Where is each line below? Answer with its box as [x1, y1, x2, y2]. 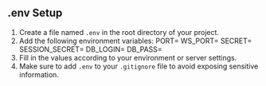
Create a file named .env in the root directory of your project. [18, 27, 220, 37]
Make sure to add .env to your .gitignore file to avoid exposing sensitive [18, 61, 259, 71]
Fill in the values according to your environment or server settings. [18, 53, 237, 62]
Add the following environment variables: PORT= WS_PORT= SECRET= [18, 36, 252, 45]
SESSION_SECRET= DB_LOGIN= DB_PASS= [18, 44, 162, 54]
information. [18, 69, 59, 79]
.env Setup [7, 6, 63, 20]
